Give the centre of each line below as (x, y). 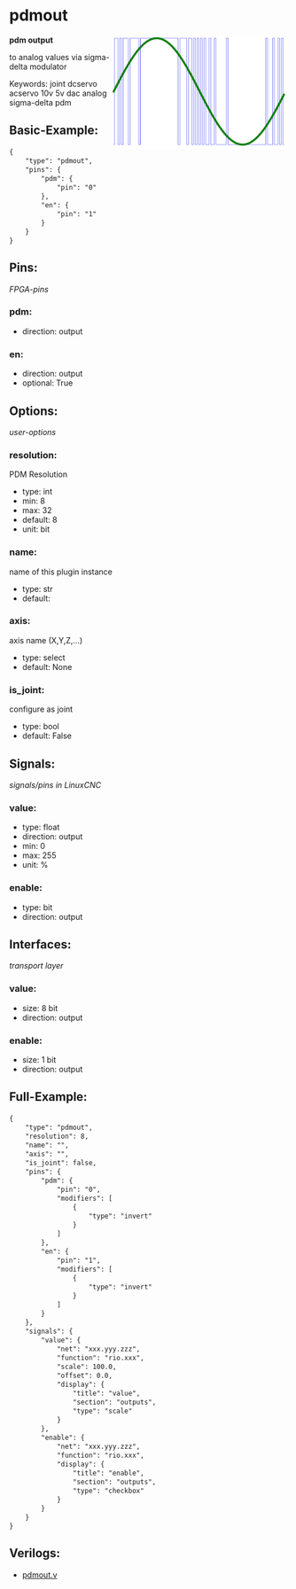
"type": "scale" (102, 1411)
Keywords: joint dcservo (53, 83)
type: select (43, 658)
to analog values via (46, 57)
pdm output (31, 40)
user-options (32, 432)
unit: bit (36, 529)
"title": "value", (106, 1393)
